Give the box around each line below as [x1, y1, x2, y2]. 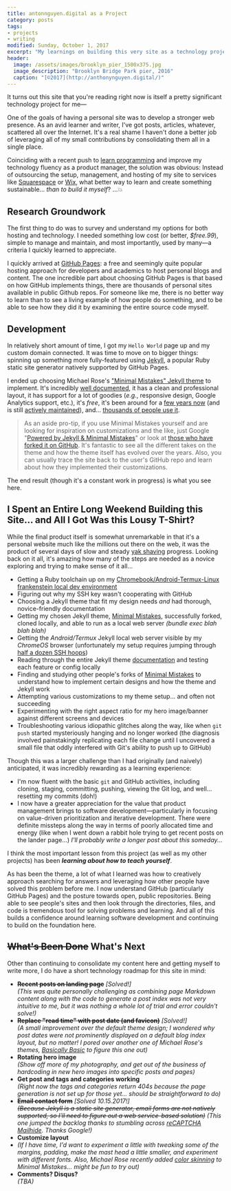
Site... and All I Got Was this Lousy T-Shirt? [7, 514, 195, 526]
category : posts [7, 17, 54, 23]
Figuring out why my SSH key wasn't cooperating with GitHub [16, 590, 192, 598]
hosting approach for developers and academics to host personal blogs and [7, 266, 222, 275]
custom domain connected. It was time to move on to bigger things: [7, 349, 199, 356]
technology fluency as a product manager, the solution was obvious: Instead [7, 163, 223, 172]
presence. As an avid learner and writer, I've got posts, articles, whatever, [7, 121, 216, 129]
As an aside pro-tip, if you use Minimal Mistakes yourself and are [23, 419, 208, 427]
